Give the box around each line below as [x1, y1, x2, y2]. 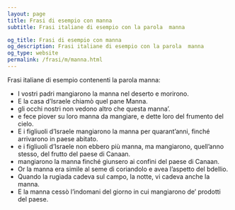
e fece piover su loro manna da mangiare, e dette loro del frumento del [17, 111, 224, 121]
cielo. [17, 119, 34, 128]
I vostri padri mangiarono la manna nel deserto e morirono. [17, 89, 189, 98]
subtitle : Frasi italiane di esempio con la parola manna [7, 23, 185, 31]
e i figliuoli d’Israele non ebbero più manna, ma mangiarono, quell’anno [17, 142, 224, 150]
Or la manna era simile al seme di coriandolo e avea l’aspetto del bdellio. [17, 165, 229, 173]
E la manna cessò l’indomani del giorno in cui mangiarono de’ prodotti [17, 187, 221, 196]
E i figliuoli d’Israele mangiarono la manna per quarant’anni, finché [17, 127, 210, 136]
